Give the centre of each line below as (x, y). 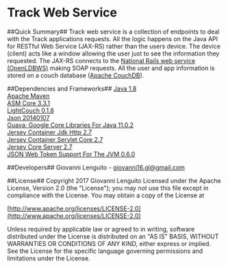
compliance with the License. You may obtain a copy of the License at (106, 195)
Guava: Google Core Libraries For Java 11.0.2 (71, 125)
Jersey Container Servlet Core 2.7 (55, 139)
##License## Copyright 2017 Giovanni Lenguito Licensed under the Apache (114, 180)
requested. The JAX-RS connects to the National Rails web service (101, 60)
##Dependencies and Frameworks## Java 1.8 (72, 88)
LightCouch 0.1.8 (31, 110)
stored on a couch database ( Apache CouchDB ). (76, 75)
